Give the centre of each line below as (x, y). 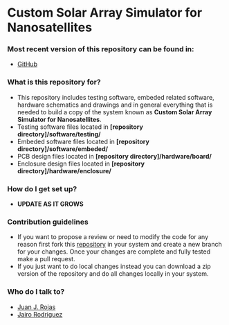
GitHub (27, 64)
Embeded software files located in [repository (83, 141)
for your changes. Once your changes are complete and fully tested (114, 252)
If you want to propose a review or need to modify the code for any (113, 237)
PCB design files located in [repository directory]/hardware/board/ (114, 156)
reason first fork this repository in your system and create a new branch (120, 245)
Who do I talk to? (36, 292)
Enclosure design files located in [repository (81, 164)
